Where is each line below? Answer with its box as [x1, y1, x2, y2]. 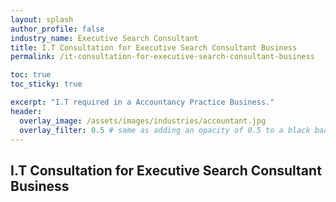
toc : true [10, 70, 52, 80]
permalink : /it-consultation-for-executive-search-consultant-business [10, 52, 315, 62]
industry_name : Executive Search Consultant [10, 33, 199, 43]
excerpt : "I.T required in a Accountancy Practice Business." [10, 97, 275, 107]
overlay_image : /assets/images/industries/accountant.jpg [19, 116, 267, 126]
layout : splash [10, 14, 74, 25]
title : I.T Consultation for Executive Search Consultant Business [10, 42, 298, 53]
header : [10, 106, 43, 116]
